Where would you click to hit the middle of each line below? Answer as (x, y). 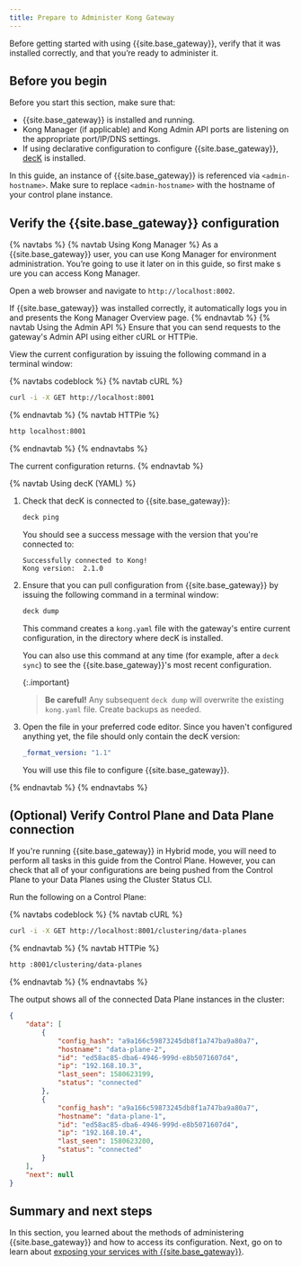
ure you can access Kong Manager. (75, 273)
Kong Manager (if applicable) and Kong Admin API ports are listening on (155, 129)
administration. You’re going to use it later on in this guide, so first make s (145, 264)
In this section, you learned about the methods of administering (127, 1233)
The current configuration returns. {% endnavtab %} (106, 466)
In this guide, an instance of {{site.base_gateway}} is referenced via (135, 175)
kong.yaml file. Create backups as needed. (123, 709)
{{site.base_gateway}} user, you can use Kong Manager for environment (143, 254)
